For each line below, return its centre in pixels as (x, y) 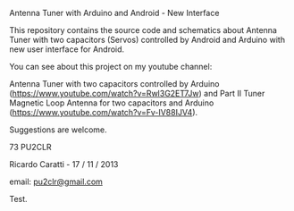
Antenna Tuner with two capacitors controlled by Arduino (114, 84)
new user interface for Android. (67, 49)
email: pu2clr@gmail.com (56, 181)
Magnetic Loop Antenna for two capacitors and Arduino (112, 103)
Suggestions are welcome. (58, 130)
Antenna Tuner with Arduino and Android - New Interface (114, 13)
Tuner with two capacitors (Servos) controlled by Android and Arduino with (147, 40)
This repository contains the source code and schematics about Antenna (143, 30)
